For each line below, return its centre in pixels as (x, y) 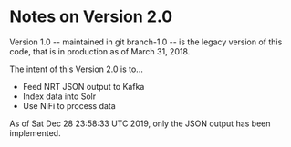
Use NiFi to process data (69, 105)
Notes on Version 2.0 (91, 17)
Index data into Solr (59, 96)
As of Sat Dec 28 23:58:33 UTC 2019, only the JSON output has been (140, 123)
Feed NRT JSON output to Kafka (83, 86)
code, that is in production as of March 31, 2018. (100, 51)
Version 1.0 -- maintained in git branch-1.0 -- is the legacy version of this (146, 42)
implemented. (35, 132)
